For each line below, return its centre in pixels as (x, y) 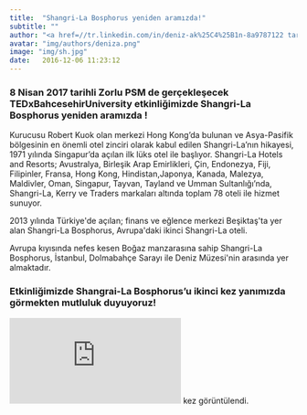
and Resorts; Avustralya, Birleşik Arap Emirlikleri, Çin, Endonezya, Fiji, (140, 165)
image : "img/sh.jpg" (49, 52)
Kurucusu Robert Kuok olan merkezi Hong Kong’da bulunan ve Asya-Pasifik (152, 135)
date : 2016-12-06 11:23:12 (65, 60)
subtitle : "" (34, 27)
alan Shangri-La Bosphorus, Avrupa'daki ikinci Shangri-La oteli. (129, 230)
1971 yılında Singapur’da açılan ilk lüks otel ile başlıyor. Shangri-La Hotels (146, 154)
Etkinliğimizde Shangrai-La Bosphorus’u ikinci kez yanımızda (148, 292)
